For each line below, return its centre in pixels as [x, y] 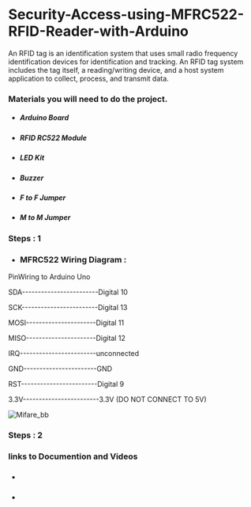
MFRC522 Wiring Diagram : [73, 259]
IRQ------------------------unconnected [74, 353]
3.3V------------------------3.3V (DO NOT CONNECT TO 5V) [107, 399]
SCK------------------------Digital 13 [68, 307]
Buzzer [32, 178]
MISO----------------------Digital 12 [67, 338]
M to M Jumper [45, 218]
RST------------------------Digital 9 [66, 384]
